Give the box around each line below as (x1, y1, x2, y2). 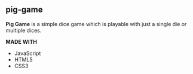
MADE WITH (5, 38, 37, 45)
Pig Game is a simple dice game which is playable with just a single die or (5, 20, 187, 27)
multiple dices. (5, 27, 42, 34)
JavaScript (14, 50, 41, 57)
